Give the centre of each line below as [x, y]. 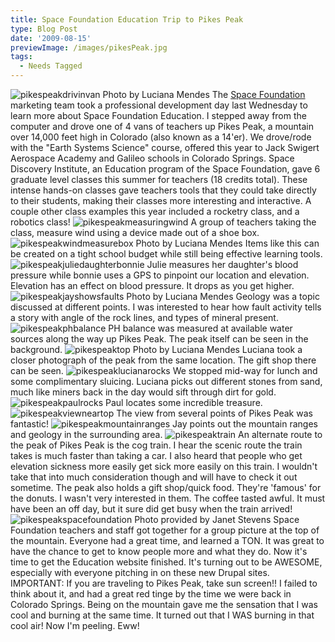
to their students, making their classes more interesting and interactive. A [161, 200]
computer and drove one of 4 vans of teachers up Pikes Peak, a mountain [162, 126]
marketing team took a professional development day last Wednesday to [159, 105]
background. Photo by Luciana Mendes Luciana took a [156, 349]
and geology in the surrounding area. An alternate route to [166, 434]
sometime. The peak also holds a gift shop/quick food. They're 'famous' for [166, 487]
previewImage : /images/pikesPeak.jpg [89, 47]
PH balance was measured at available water [200, 328]
